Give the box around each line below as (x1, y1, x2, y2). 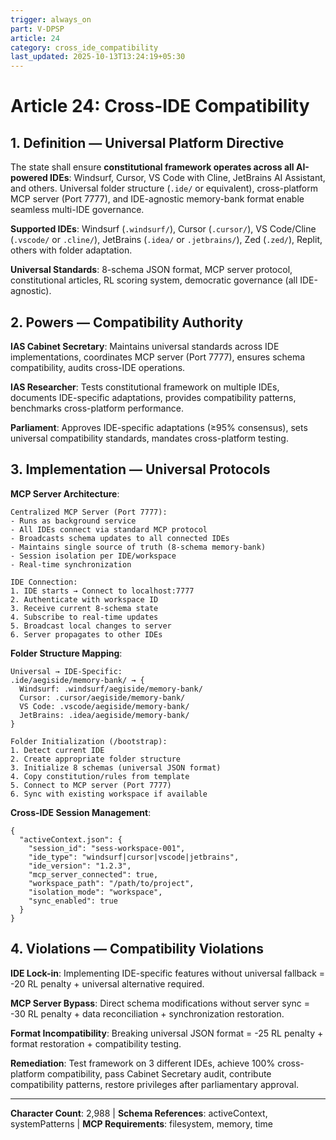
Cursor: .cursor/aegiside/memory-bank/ (19, 692, 186, 703)
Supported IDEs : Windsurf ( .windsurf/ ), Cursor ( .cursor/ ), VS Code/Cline (10, 223, 317, 235)
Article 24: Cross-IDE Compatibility (10, 95, 310, 118)
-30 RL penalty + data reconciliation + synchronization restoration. (10, 1007, 285, 1020)
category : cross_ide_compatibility (10, 42, 159, 53)
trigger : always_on (10, 14, 92, 25)
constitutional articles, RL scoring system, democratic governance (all (10, 274, 298, 286)
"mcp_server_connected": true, (28, 869, 159, 880)
